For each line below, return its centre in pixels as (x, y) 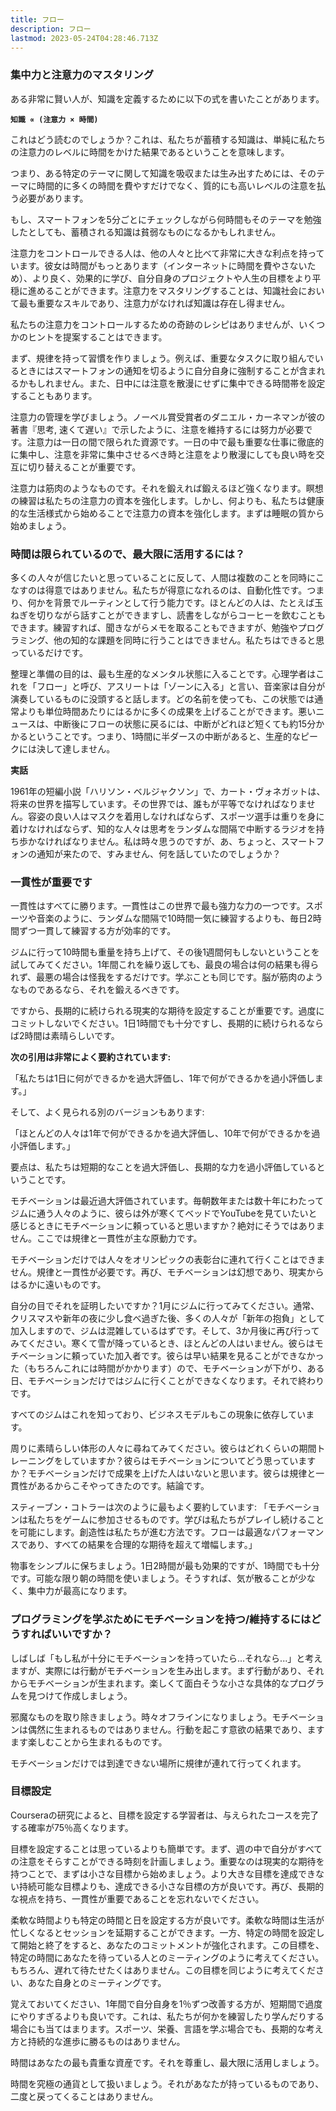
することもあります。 (54, 395)
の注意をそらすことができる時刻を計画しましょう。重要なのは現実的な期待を (167, 1861)
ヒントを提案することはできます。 (97, 337)
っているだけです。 (49, 652)
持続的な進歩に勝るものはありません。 (106, 2041)
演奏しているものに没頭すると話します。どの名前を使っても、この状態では (162, 698)
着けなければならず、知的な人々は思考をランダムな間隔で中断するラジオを (163, 828)
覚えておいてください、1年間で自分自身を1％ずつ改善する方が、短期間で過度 (166, 2003)
